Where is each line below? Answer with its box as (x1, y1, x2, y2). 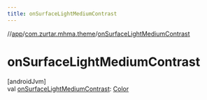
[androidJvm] (7, 77, 47, 85)
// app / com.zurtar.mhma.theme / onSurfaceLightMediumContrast (7, 29, 190, 38)
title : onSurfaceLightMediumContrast (7, 10, 117, 17)
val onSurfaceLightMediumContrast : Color (7, 85, 129, 93)
